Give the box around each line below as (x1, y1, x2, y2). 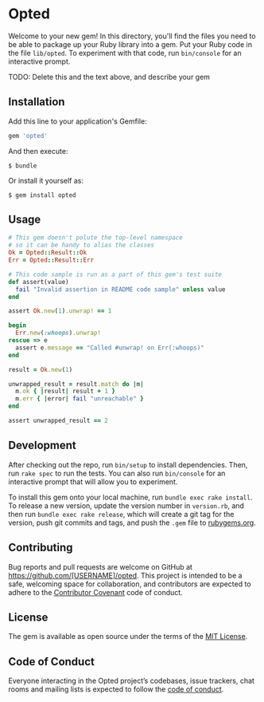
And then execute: (8, 146, 68, 156)
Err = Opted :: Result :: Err (8, 256, 94, 264)
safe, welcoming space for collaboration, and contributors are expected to (8, 579, 252, 589)
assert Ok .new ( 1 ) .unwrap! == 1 (8, 307, 112, 315)
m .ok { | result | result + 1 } (15, 388, 115, 396)
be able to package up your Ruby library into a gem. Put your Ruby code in (8, 39, 253, 49)
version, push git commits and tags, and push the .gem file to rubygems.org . (8, 518, 257, 527)
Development (8, 439, 77, 452)
